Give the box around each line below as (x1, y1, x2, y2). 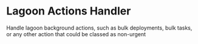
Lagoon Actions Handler (6, 4, 131, 18)
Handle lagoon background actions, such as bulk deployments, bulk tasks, (6, 24, 193, 31)
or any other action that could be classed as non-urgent (6, 30, 146, 37)
